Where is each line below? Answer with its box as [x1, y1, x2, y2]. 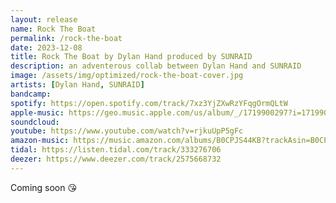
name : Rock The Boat [10, 24, 97, 34]
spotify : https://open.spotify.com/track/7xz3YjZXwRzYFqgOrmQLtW [10, 98, 288, 108]
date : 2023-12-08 [10, 42, 83, 53]
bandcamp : [10, 89, 52, 99]
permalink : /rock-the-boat [10, 33, 123, 43]
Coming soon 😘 [10, 181, 78, 193]
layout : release [10, 14, 78, 25]
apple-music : [10, 107, 65, 118]
